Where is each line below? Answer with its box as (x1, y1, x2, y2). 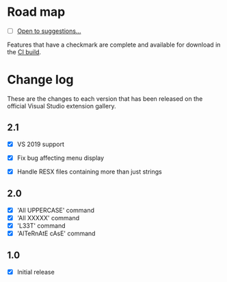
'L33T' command (16, 221, 66, 230)
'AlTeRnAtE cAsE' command (16, 229, 96, 237)
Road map (7, 4, 66, 20)
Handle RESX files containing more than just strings (16, 167, 162, 176)
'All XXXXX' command (16, 213, 80, 222)
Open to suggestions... (16, 27, 81, 35)
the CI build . (7, 48, 42, 56)
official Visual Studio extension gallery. (7, 102, 116, 110)
